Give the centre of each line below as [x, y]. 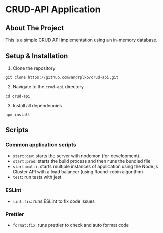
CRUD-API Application [53, 9]
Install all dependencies [37, 105]
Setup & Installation [37, 56]
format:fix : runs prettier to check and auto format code [71, 225]
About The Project [35, 28]
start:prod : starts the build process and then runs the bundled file [82, 161]
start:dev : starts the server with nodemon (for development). [76, 156]
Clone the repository [34, 68]
